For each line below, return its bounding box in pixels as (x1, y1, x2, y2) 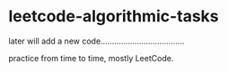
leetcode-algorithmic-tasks (8, 6, 219, 27)
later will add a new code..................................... (8, 36, 185, 46)
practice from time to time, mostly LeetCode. (8, 52, 174, 63)
